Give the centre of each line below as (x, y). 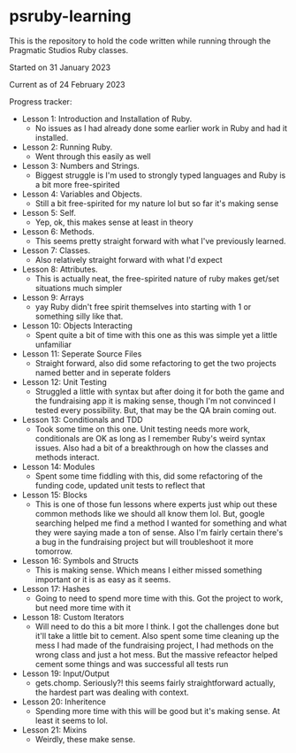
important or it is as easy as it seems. (103, 579)
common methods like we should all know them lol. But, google (150, 513)
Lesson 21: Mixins (54, 730)
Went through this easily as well (93, 156)
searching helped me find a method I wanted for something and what (161, 523)
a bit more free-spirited (77, 184)
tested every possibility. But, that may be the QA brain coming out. (156, 410)
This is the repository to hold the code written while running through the (140, 41)
